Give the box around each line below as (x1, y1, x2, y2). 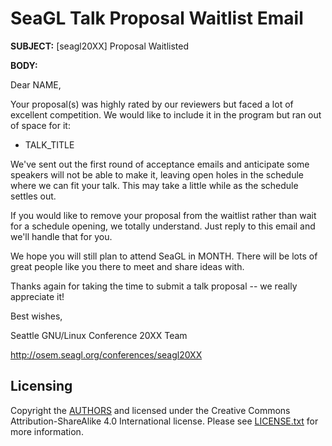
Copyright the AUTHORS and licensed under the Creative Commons (10, 404, 291, 416)
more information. (10, 425, 84, 437)
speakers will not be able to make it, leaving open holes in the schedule (10, 168, 304, 181)
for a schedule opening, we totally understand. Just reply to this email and (10, 220, 316, 232)
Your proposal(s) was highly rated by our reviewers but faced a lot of (10, 98, 294, 110)
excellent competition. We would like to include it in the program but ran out (10, 108, 322, 121)
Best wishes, (10, 310, 63, 322)
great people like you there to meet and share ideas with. (10, 260, 245, 272)
